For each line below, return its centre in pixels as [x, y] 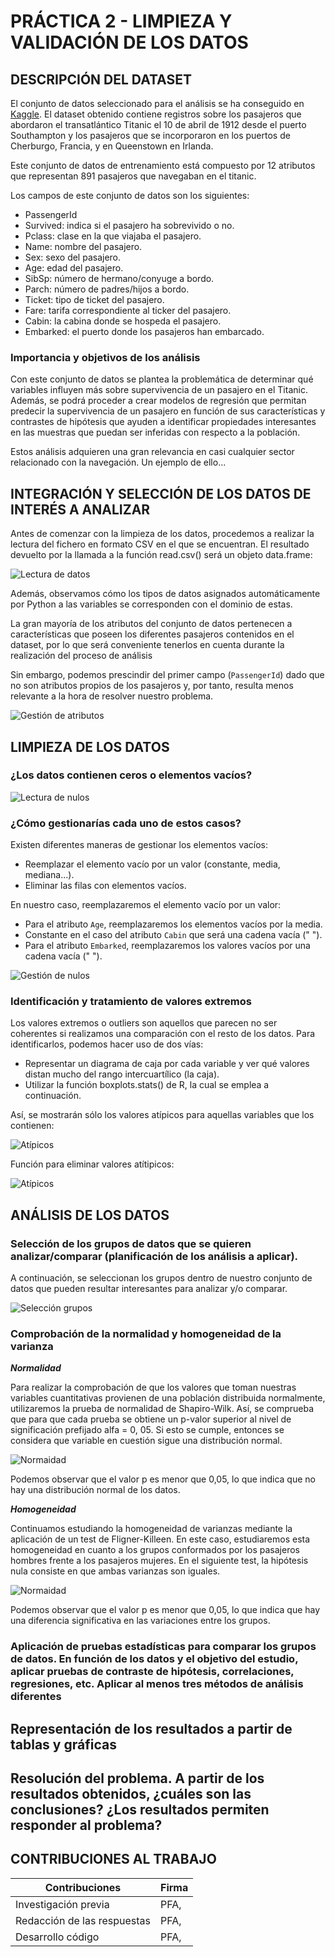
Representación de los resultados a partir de [151, 1728]
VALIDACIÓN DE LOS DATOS [129, 42]
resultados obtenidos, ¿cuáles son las [131, 1794]
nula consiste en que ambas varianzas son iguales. [115, 1571]
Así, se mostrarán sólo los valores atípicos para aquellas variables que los [162, 1115]
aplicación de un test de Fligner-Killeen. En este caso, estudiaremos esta [160, 1539]
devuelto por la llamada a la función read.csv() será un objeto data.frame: [161, 555]
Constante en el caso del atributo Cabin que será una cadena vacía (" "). [173, 935]
